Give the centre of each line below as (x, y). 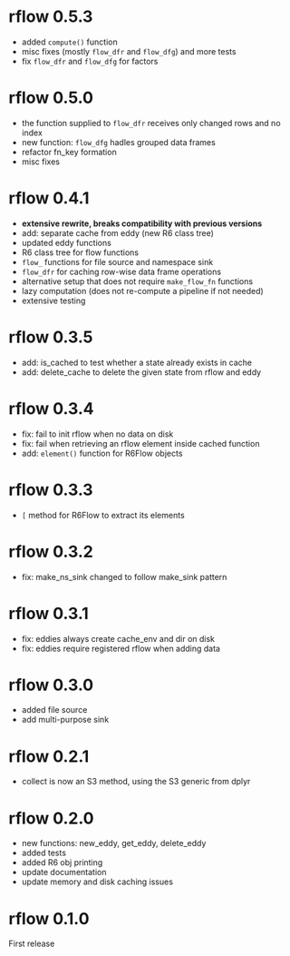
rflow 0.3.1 (49, 613)
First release (32, 944)
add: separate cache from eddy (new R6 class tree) (118, 232)
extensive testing (53, 301)
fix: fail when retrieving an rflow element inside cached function (140, 443)
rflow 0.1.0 (49, 918)
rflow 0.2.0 (51, 818)
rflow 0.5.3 (51, 17)
